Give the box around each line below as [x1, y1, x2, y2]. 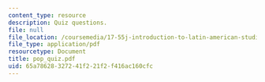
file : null [8, 26, 44, 34]
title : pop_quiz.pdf [8, 55, 77, 63]
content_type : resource [8, 11, 87, 20]
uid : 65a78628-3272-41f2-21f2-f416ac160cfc [8, 62, 154, 70]
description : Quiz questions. [8, 19, 108, 27]
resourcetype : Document [8, 48, 87, 55]
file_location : [8, 33, 58, 41]
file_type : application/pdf [8, 41, 101, 48]
